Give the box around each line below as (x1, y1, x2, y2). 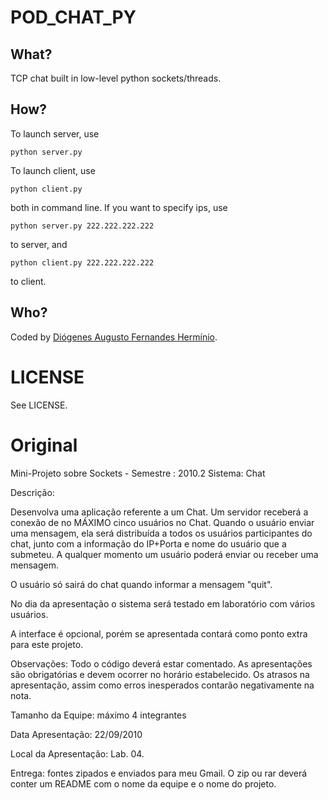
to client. (10, 275, 47, 287)
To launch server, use (10, 127, 100, 140)
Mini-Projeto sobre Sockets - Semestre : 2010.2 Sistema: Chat (10, 467, 266, 479)
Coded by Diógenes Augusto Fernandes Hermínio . (10, 331, 218, 343)
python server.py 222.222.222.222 (10, 221, 155, 231)
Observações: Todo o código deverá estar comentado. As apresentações (10, 657, 313, 670)
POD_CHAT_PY (10, 6, 137, 29)
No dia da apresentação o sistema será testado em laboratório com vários (10, 597, 316, 610)
